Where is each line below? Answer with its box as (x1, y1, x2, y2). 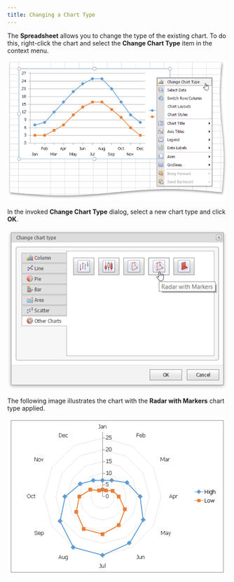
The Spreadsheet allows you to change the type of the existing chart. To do (7, 32, 226, 40)
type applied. (7, 403, 46, 413)
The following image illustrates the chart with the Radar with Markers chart (7, 396, 225, 405)
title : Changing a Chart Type (7, 11, 96, 18)
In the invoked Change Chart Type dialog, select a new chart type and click (7, 207, 226, 216)
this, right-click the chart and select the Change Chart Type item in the (7, 39, 212, 47)
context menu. (7, 46, 49, 55)
